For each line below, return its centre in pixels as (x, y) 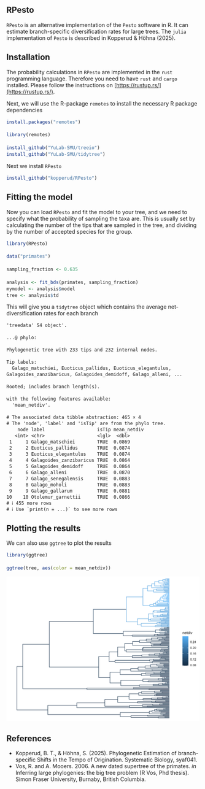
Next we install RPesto (34, 166)
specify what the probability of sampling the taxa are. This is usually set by (101, 218)
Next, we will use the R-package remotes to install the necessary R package (102, 103)
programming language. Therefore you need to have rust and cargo (92, 79)
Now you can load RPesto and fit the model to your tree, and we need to (97, 212)
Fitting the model (39, 197)
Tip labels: (21, 362)
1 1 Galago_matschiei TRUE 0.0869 (70, 442)
